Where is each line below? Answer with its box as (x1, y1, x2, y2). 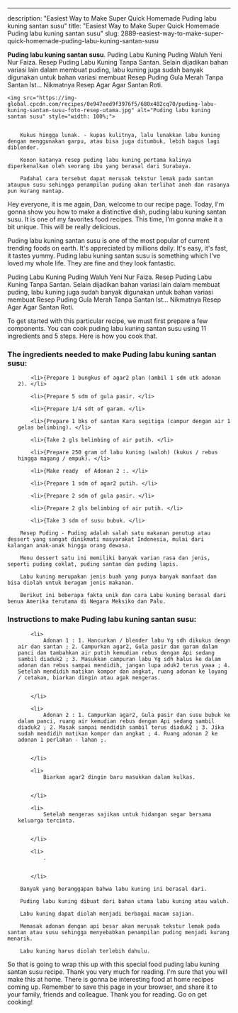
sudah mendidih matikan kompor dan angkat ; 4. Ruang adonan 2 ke (17, 730, 218, 737)
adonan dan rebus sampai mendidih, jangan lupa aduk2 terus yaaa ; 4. (17, 662, 231, 669)
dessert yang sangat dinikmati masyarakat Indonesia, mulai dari (7, 536, 204, 543)
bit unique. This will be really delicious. (7, 223, 120, 231)
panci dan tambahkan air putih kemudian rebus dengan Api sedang (17, 649, 215, 657)
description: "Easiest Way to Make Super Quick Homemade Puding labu (7, 14, 217, 22)
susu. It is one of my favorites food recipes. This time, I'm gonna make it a (7, 215, 223, 224)
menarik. (7, 935, 33, 942)
